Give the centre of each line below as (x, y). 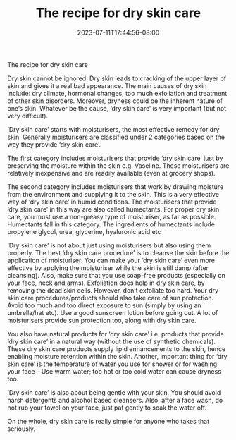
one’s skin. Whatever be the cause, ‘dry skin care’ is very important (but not (117, 108)
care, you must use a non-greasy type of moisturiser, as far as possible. (112, 216)
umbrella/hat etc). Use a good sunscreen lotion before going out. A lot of (113, 312)
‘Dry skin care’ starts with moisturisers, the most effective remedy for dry (113, 129)
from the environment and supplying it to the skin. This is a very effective (113, 194)
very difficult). (27, 116)
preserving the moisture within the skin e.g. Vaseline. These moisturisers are (118, 165)
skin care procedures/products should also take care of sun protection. (111, 298)
